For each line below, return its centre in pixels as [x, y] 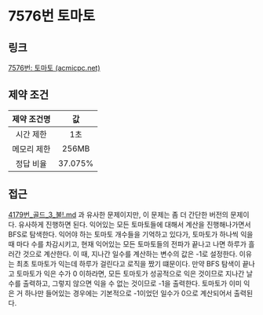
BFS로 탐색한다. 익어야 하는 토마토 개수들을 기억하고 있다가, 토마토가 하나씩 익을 [131, 234]
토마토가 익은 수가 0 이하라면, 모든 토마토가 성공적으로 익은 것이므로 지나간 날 [135, 273]
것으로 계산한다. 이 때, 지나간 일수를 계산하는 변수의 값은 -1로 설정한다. [130, 254]
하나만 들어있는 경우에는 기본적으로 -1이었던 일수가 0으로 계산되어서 [128, 293]
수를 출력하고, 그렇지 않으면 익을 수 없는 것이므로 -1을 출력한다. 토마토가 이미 [125, 283]
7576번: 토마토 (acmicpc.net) [54, 68]
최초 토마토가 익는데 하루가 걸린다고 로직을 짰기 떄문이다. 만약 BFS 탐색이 [128, 263]
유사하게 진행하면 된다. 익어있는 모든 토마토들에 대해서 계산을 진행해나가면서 [135, 224]
